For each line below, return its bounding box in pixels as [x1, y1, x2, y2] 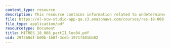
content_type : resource [5, 7, 56, 12]
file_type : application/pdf [5, 21, 65, 26]
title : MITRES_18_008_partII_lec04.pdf [5, 30, 90, 35]
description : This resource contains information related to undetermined [5, 12, 166, 17]
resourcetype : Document [5, 26, 56, 31]
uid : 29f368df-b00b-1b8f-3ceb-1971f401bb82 [5, 35, 99, 40]
